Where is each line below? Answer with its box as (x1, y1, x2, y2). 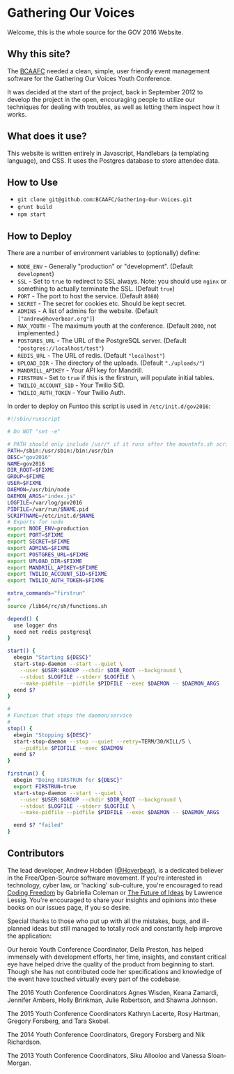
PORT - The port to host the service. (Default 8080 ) (17, 292, 159, 300)
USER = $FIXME (7, 480, 42, 487)
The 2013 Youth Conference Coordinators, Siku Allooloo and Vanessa (7, 1051, 207, 1059)
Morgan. (7, 1059, 31, 1067)
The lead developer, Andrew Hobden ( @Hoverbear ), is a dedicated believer (7, 866, 224, 874)
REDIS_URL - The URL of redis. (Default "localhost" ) (17, 351, 165, 360)
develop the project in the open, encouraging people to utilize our (7, 95, 196, 103)
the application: (7, 931, 52, 940)
